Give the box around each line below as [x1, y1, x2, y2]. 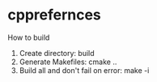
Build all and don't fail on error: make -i [19, 65, 150, 75]
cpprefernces [7, 6, 102, 24]
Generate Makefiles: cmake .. [19, 57, 117, 67]
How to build [7, 32, 50, 42]
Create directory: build [19, 48, 95, 58]
